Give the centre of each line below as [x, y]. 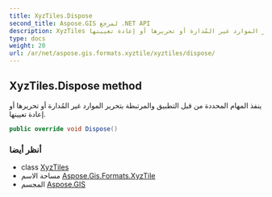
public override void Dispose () [63, 129]
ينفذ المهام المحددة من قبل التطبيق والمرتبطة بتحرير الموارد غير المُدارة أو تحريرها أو [136, 105]
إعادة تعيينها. [28, 114]
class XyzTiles [45, 167]
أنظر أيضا [25, 149]
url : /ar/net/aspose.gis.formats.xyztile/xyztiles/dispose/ [113, 53]
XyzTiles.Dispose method [75, 86]
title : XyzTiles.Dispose [51, 16]
